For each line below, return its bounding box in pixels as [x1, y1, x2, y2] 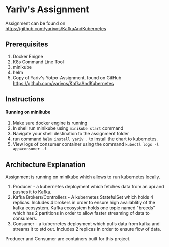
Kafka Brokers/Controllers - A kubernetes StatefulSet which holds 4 [12, 194, 154, 200]
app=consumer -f [12, 147, 47, 152]
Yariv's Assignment [5, 4, 89, 15]
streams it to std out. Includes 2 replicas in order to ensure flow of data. [12, 226, 161, 232]
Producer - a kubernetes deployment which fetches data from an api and [12, 184, 164, 190]
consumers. [12, 215, 38, 222]
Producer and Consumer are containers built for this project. [5, 236, 131, 242]
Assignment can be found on [5, 20, 66, 26]
